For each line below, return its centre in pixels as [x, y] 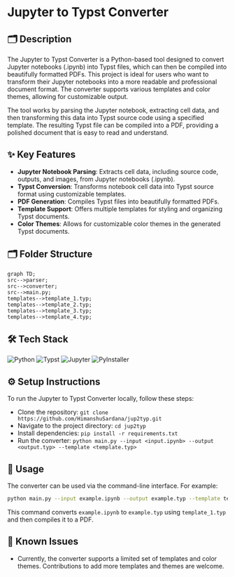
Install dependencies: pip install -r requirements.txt [98, 433]
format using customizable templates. [72, 194]
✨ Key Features [41, 155]
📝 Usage [26, 469]
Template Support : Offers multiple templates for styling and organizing [120, 208]
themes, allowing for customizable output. [68, 97]
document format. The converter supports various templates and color [109, 89]
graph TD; [22, 274]
